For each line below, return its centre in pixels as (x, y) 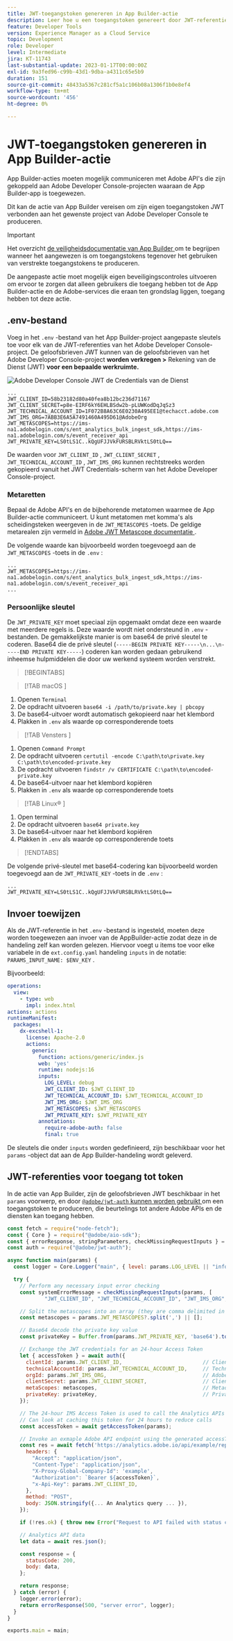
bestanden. (23, 637)
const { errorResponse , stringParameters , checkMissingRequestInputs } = (116, 1241)
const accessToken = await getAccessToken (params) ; (96, 1426)
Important (21, 235)
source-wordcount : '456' (43, 98)
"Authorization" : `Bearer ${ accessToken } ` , (96, 1477)
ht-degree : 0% (28, 104)
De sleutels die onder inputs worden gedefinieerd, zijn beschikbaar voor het (116, 1148)
